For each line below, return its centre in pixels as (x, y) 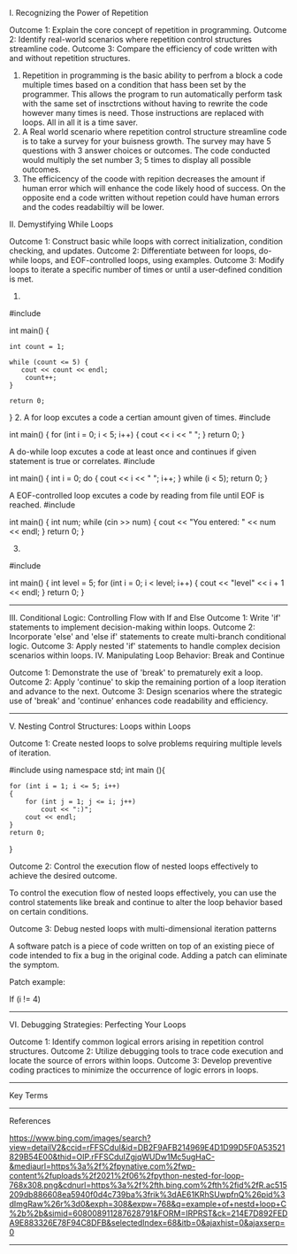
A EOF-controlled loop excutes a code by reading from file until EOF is (137, 495)
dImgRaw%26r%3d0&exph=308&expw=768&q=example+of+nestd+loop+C (148, 1204)
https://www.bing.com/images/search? (80, 1138)
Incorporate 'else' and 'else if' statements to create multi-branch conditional (148, 636)
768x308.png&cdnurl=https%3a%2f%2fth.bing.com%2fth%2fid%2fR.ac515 (148, 1185)
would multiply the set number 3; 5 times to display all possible (137, 160)
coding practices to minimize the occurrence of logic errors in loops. (134, 1070)
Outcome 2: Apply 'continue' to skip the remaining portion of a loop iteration (148, 682)
